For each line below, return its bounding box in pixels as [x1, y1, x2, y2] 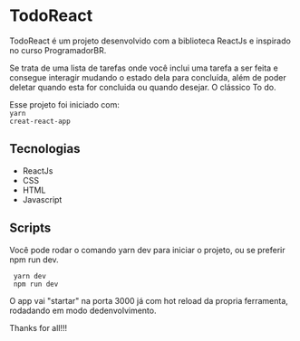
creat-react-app [9, 117, 71, 126]
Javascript [22, 194, 63, 204]
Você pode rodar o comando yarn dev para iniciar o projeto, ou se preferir [9, 244, 285, 255]
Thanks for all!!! [9, 322, 68, 333]
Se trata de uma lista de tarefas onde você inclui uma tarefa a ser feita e [9, 62, 278, 73]
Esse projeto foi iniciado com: [9, 99, 121, 109]
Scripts [9, 221, 52, 236]
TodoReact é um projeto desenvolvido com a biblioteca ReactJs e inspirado [9, 35, 292, 46]
